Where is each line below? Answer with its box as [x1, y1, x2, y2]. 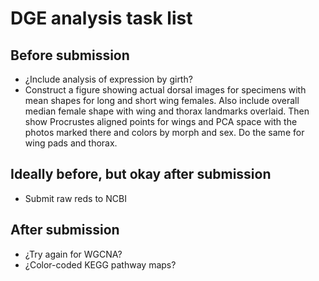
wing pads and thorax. [24, 137, 118, 149]
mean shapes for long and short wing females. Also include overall [24, 95, 300, 106]
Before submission [10, 47, 130, 64]
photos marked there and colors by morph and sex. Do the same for [24, 127, 305, 138]
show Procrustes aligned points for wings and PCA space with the [24, 116, 298, 127]
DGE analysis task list [10, 7, 193, 30]
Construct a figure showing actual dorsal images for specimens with [24, 84, 307, 96]
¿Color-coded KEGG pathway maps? [24, 258, 177, 271]
